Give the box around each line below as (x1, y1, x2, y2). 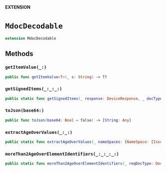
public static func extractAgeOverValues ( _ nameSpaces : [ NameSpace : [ (5, 139, 154, 145)
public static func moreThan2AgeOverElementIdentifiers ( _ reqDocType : (5, 161, 154, 166)
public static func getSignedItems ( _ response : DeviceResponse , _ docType (5, 96, 163, 101)
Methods (5, 49, 34, 58)
